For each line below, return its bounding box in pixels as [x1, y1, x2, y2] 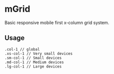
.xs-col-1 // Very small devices [4, 51, 73, 56]
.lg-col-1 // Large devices [4, 64, 62, 69]
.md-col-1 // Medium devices [4, 60, 64, 65]
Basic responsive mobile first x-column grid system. [4, 20, 110, 25]
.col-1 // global [4, 47, 40, 52]
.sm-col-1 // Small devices [4, 55, 62, 60]
